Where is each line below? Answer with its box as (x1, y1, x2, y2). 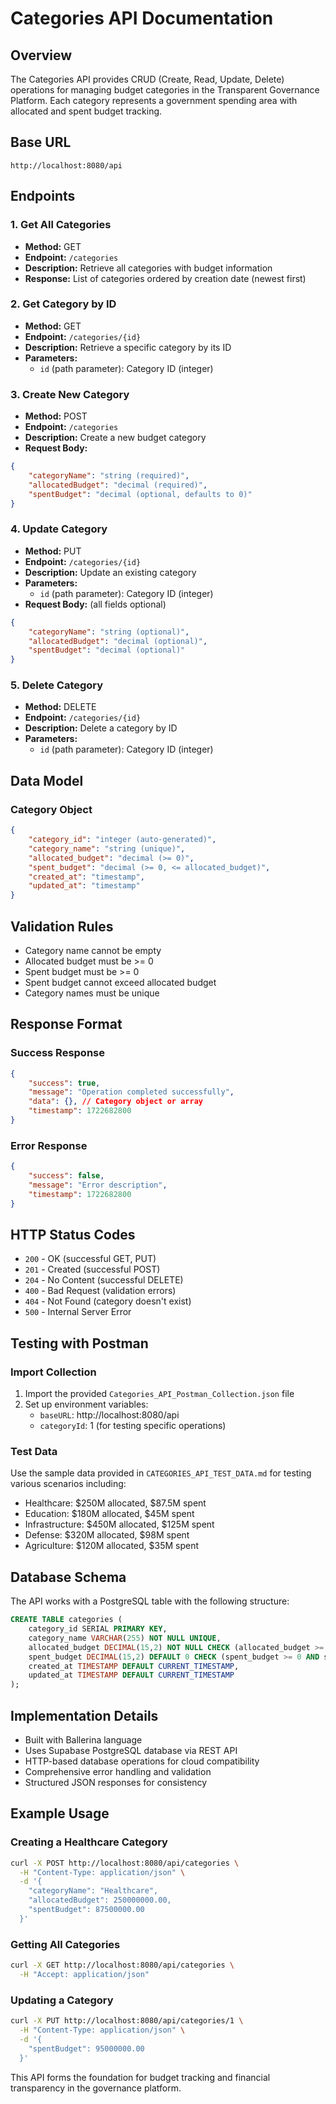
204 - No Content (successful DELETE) (24, 1274, 184, 1286)
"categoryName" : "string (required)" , (28, 470, 190, 481)
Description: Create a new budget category (24, 432, 207, 444)
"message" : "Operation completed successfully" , (28, 1087, 235, 1097)
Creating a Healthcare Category (10, 1835, 168, 1849)
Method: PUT (24, 545, 82, 557)
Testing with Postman (10, 1335, 149, 1352)
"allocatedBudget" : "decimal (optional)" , (28, 636, 208, 646)
